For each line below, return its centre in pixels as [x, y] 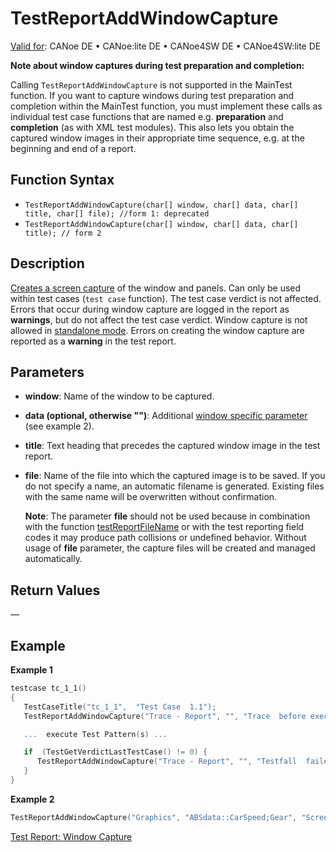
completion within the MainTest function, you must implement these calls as [166, 106]
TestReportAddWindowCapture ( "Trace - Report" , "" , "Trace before [165, 716]
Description [47, 263]
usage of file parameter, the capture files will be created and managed [170, 548]
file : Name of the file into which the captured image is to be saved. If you [175, 476]
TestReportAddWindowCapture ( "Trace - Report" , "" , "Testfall [167, 762]
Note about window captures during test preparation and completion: [157, 65]
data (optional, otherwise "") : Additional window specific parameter [166, 416]
